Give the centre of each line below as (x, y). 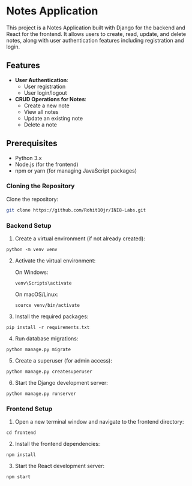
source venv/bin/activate (47, 306)
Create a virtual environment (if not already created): (80, 239)
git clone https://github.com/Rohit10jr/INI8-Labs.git (76, 210)
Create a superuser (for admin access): (63, 361)
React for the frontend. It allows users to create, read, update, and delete (96, 34)
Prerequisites (32, 144)
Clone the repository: (32, 199)
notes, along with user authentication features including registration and (95, 40)
